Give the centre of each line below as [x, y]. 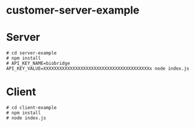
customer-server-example [73, 10]
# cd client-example [32, 108]
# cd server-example [32, 53]
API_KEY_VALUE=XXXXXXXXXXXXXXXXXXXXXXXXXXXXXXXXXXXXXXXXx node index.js [98, 69]
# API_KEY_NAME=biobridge [38, 63]
